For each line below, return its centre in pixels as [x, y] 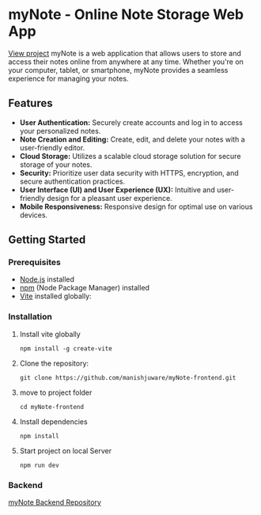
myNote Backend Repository [55, 502]
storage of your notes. [56, 165]
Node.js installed [47, 279]
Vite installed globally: [56, 296]
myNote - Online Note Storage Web [126, 15]
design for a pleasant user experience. [110, 198]
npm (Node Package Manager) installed [85, 288]
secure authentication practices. [72, 181]
